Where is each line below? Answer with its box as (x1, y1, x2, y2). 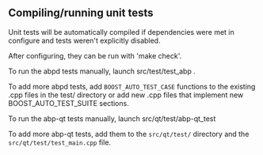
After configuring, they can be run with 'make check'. (8, 51, 182, 60)
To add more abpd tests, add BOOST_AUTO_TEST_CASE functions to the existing (8, 81, 256, 91)
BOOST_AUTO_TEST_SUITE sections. (8, 98, 129, 108)
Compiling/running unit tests (8, 6, 154, 20)
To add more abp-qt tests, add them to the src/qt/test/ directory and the (8, 129, 250, 138)
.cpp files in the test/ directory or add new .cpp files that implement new (8, 90, 244, 100)
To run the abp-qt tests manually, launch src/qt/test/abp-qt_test (8, 114, 216, 123)
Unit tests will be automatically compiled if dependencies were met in (8, 27, 235, 36)
